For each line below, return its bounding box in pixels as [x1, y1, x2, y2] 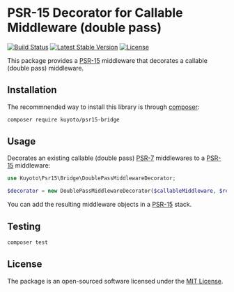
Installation [7, 84, 57, 96]
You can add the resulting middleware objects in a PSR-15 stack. [7, 200, 192, 209]
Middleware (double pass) [7, 20, 162, 36]
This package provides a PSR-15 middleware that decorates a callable [7, 56, 208, 64]
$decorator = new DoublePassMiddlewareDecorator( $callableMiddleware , [7, 187, 217, 195]
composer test [7, 239, 49, 246]
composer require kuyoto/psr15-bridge [7, 116, 120, 123]
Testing [7, 220, 41, 232]
